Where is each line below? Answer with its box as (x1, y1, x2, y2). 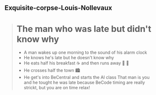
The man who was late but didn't (16, 23, 152, 34)
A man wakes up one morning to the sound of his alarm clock (23, 49, 147, 55)
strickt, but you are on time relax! (23, 85, 91, 91)
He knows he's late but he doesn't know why (23, 55, 114, 61)
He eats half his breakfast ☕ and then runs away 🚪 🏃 (23, 60, 129, 66)
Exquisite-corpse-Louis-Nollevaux (4, 4, 113, 12)
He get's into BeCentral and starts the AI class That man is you (23, 75, 150, 80)
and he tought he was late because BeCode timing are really (23, 79, 145, 85)
